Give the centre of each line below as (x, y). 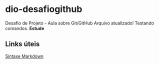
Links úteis (22, 44)
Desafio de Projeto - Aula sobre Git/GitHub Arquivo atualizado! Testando (79, 23)
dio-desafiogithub (44, 9)
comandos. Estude (25, 28)
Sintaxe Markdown (24, 56)
